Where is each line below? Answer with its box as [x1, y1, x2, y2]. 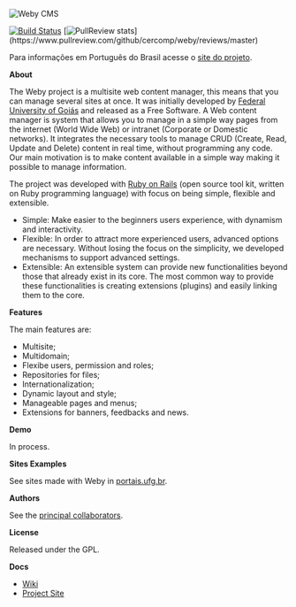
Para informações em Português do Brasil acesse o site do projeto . [9, 52, 253, 62]
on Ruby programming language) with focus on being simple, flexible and [9, 188, 276, 198]
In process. [9, 442, 50, 451]
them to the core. [21, 290, 86, 300]
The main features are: [9, 324, 92, 334]
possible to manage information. [9, 162, 127, 172]
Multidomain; [21, 350, 71, 361]
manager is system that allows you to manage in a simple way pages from [9, 115, 278, 125]
